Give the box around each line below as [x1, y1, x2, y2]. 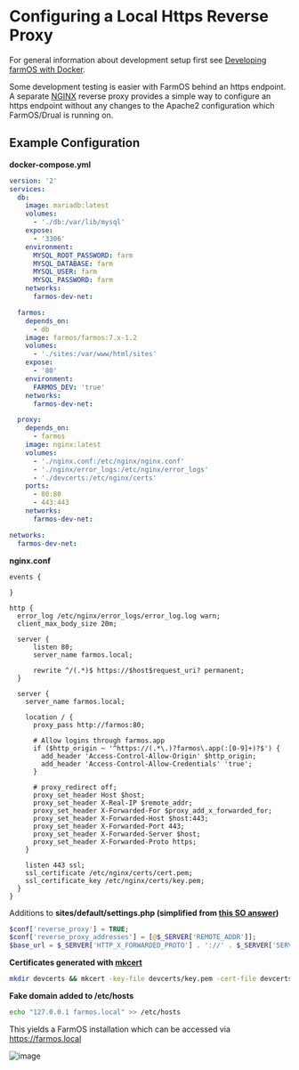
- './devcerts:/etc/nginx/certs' [32, 474, 158, 482]
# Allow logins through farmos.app [32, 736, 166, 745]
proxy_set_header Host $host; [32, 790, 145, 799]
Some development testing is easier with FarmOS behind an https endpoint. [9, 81, 287, 92]
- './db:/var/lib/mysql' [32, 218, 125, 227]
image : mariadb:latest [25, 201, 109, 210]
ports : [25, 482, 50, 490]
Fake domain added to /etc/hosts [9, 991, 134, 1001]
